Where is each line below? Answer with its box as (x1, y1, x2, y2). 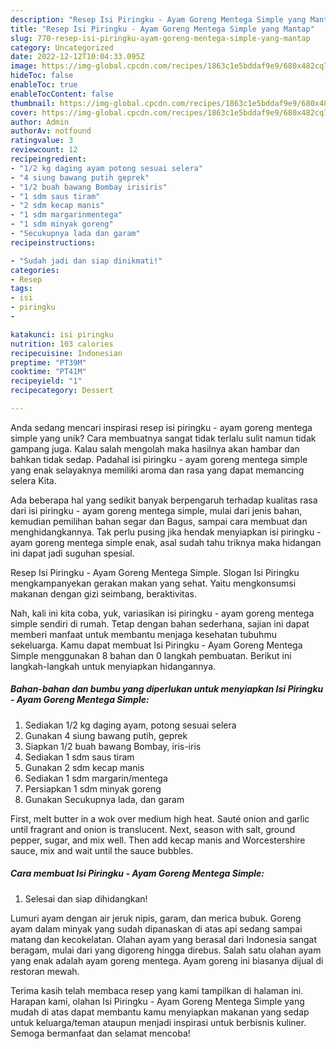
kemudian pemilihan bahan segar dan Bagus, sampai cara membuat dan (10, 515, 308, 527)
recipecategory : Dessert (10, 386, 114, 396)
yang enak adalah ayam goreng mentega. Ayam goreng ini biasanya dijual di (10, 954, 324, 966)
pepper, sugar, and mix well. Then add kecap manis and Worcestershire (10, 834, 306, 846)
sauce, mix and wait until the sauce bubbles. (10, 844, 194, 856)
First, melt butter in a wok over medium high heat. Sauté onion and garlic (10, 812, 310, 825)
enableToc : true (10, 80, 78, 90)
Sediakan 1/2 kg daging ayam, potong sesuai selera (24, 719, 237, 731)
